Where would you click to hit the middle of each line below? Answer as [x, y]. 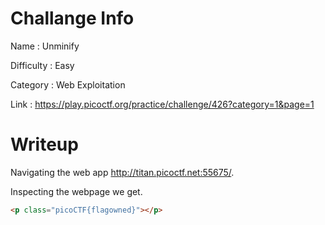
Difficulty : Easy [42, 65]
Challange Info [72, 18]
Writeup [44, 144]
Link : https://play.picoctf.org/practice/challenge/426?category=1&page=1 [162, 104]
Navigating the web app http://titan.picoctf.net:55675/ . [122, 172]
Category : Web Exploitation [68, 84]
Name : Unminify [45, 46]
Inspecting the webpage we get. [76, 191]
